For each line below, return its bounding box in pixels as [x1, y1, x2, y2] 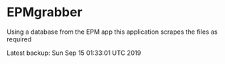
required [6, 34, 32, 43]
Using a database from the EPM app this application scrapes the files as [6, 27, 218, 36]
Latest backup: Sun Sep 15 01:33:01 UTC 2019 [6, 49, 142, 57]
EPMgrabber [6, 4, 83, 20]
